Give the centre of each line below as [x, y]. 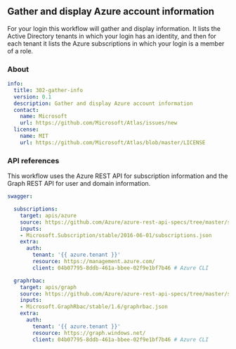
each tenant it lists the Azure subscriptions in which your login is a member [116, 43]
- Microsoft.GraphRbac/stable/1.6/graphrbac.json [94, 307]
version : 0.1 [33, 97]
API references [33, 160]
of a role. [20, 51]
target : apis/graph [48, 287]
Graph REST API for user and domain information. [79, 184]
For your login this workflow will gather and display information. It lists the [114, 28]
